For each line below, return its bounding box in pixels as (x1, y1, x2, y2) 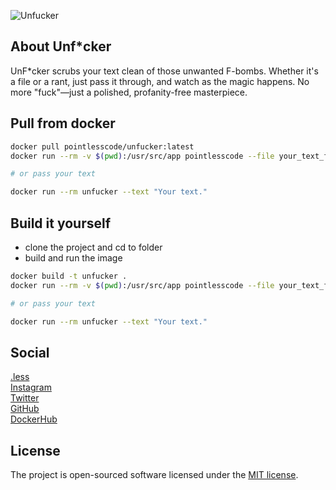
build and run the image (24, 251, 123, 264)
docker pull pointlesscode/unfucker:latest (10, 141, 195, 152)
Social (10, 344, 50, 361)
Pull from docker (10, 115, 116, 132)
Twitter (10, 392, 40, 404)
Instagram (10, 381, 52, 394)
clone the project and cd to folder (24, 241, 163, 253)
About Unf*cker (10, 38, 112, 55)
